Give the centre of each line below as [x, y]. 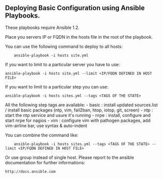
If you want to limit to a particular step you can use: [57, 87]
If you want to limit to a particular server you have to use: [62, 64]
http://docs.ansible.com [30, 171]
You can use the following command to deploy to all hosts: [64, 46]
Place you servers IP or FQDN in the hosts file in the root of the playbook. [79, 37]
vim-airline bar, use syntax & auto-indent [46, 125]
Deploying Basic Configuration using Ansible [75, 8]
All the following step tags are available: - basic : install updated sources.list [81, 105]
